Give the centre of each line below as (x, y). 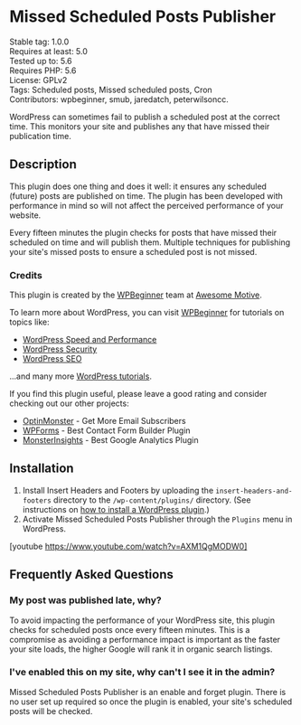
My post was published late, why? (86, 600)
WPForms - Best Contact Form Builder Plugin (107, 430)
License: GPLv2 (38, 80)
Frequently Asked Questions (92, 574)
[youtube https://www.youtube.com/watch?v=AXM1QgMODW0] (128, 546)
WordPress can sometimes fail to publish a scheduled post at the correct (145, 117)
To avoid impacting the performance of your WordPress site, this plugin (142, 620)
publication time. (41, 136)
